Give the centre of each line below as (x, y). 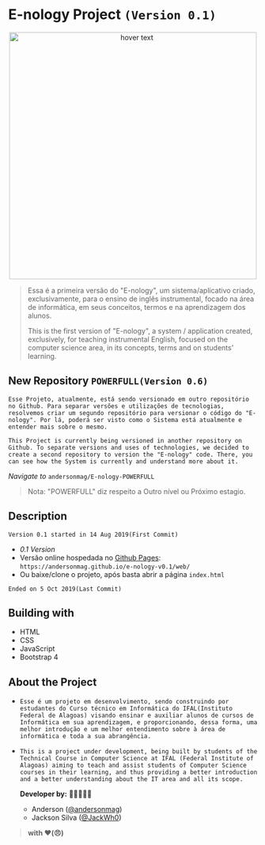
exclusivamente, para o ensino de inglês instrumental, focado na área (141, 299)
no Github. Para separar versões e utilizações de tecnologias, (116, 406)
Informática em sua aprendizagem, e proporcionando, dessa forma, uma (138, 722)
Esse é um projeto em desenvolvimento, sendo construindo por (124, 702)
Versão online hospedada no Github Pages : (90, 557)
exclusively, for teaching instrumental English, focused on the (127, 339)
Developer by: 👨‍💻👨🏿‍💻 (56, 794)
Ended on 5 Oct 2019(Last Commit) (65, 589)
